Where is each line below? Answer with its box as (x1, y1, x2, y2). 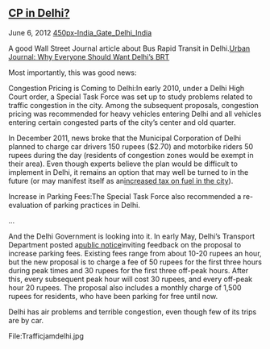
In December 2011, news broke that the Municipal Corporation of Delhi (8, 133, 242, 143)
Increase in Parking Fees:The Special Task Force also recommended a (8, 191, 242, 201)
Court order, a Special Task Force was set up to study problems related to (8, 92, 253, 102)
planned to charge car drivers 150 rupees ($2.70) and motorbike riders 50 (8, 141, 254, 152)
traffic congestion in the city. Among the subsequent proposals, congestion (8, 100, 260, 110)
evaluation (8, 200, 43, 210)
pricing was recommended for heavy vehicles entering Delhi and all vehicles (8, 109, 262, 118)
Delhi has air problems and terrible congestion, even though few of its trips (8, 306, 257, 317)
